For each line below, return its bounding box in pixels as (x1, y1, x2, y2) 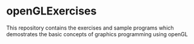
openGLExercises (6, 4, 97, 18)
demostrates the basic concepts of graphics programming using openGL (6, 30, 188, 37)
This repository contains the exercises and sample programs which (6, 24, 174, 31)
